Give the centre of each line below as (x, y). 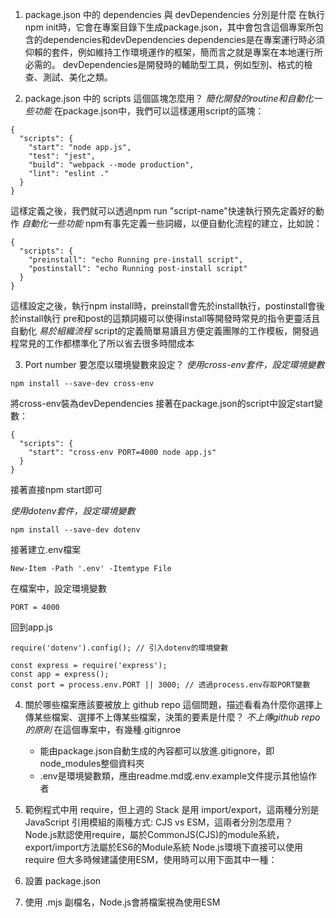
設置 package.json (63, 881)
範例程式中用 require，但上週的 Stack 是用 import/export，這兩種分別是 (172, 809)
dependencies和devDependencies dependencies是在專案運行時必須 (183, 39)
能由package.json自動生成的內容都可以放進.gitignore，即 (157, 751)
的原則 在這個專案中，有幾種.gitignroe (103, 729)
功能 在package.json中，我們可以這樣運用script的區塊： (149, 111)
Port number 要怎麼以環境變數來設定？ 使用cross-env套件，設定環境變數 (174, 364)
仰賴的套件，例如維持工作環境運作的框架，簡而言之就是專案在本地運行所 (173, 52)
